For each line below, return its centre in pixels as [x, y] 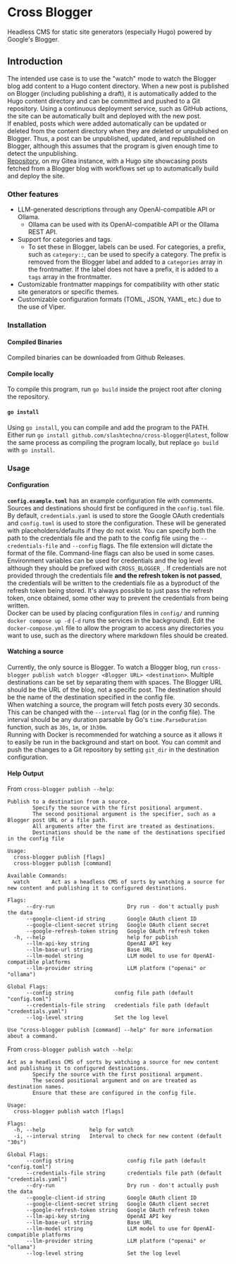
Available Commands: [38, 876]
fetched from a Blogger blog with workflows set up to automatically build [113, 168]
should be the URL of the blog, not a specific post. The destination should [114, 689]
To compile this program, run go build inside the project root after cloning [114, 389]
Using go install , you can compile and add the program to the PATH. [108, 427]
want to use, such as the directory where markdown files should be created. [118, 635]
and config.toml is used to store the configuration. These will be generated [117, 523]
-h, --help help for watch [74, 1130]
